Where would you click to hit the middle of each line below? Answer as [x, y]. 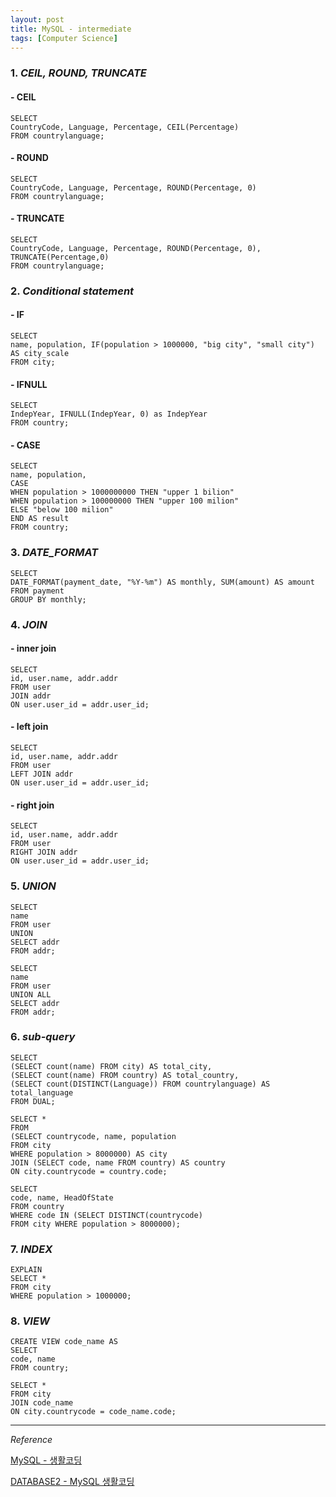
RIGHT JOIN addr [44, 852]
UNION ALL [31, 994]
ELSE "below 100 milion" [62, 510]
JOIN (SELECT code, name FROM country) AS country [118, 1162]
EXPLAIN [26, 1270]
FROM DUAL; [33, 1101]
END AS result [40, 519]
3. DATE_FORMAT [54, 553]
